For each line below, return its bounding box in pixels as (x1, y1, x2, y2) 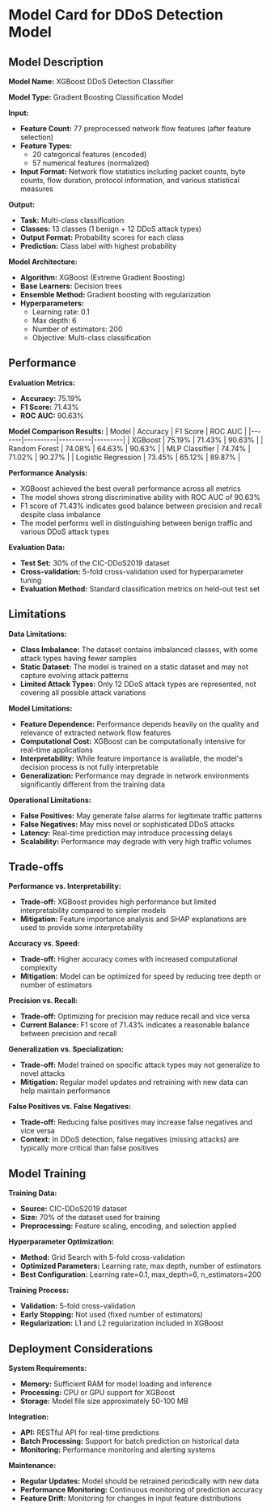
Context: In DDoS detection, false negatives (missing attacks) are (19, 1134, 239, 1144)
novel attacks (19, 1069, 66, 1078)
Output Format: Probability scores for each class (19, 233, 184, 242)
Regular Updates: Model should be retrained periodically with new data (19, 1476, 260, 1486)
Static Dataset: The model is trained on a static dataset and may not (19, 662, 248, 672)
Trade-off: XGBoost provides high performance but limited (19, 897, 217, 907)
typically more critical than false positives (19, 1143, 159, 1153)
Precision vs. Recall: (8, 996, 78, 1005)
